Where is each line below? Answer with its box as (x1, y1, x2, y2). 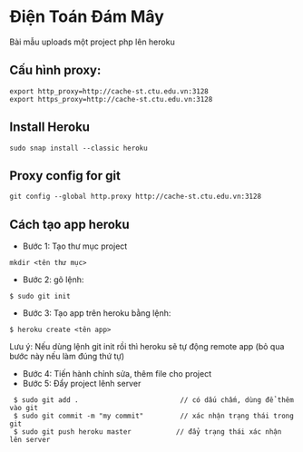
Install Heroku (9, 120, 91, 135)
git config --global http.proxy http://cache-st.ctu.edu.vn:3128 (9, 192, 261, 201)
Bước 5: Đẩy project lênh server (22, 378, 142, 389)
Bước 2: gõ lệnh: (22, 274, 84, 285)
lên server (9, 436, 51, 445)
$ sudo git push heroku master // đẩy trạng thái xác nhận (13, 427, 282, 437)
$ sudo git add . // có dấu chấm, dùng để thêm (13, 396, 295, 405)
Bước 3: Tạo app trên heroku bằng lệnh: (22, 308, 171, 319)
